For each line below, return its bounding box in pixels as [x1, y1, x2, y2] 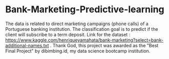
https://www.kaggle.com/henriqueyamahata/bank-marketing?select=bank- [5, 37, 164, 43]
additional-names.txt [5, 42, 49, 48]
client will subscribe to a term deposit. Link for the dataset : [5, 31, 131, 37]
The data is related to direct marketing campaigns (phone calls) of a [5, 21, 149, 27]
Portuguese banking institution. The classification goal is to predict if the [5, 26, 158, 32]
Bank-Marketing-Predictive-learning [5, 4, 165, 15]
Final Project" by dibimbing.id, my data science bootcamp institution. [5, 48, 151, 54]
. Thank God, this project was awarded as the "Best [50, 42, 159, 48]
